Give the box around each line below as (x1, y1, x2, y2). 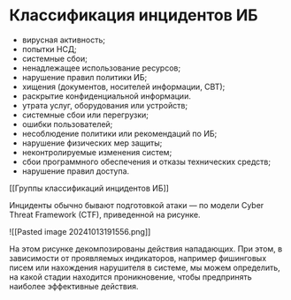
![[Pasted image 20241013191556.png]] (9, 226, 151, 236)
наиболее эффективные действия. (9, 281, 139, 291)
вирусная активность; (21, 34, 106, 45)
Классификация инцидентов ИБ (9, 5, 258, 26)
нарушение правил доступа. (21, 165, 130, 176)
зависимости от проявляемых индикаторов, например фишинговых (9, 252, 267, 263)
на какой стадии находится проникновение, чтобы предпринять (9, 271, 252, 282)
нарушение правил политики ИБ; (21, 71, 148, 82)
